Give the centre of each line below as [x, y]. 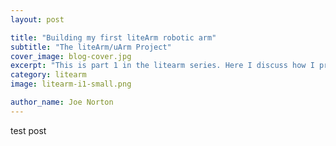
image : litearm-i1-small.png [71, 84]
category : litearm [48, 75]
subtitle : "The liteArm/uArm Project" [91, 47]
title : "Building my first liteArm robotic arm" [113, 37]
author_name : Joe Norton [62, 102]
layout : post [37, 19]
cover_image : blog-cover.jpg [71, 56]
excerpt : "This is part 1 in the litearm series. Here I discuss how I [162, 66]
